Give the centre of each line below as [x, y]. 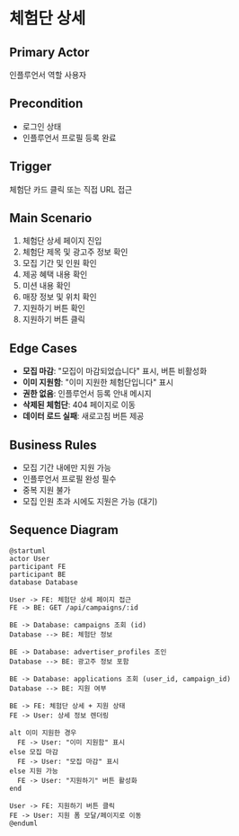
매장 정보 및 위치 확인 [59, 297]
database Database [44, 582]
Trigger [31, 167]
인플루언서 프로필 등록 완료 [69, 138]
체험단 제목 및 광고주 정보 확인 [75, 252]
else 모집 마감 [34, 752]
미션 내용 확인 [46, 286]
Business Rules [53, 445]
